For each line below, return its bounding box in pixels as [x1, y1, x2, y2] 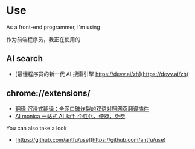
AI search [6, 53, 43, 64]
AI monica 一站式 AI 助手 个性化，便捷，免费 [14, 112, 126, 120]
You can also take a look [6, 124, 67, 132]
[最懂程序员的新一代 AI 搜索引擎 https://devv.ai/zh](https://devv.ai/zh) [14, 70, 189, 78]
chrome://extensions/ [6, 88, 91, 99]
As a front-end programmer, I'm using [6, 23, 101, 31]
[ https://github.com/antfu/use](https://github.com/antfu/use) [14, 136, 166, 143]
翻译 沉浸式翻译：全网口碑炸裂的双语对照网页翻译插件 [14, 105, 149, 112]
